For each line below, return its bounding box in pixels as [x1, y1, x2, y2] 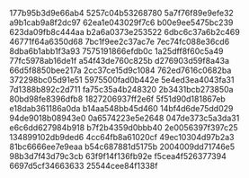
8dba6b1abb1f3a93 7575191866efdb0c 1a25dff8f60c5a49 [9, 46, 224, 57]
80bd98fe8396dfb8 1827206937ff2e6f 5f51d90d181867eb [9, 93, 227, 104]
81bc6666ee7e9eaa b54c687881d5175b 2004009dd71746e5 [9, 141, 236, 152]
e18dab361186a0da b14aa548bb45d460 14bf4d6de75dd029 [9, 103, 234, 113]
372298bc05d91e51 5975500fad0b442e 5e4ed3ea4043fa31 [9, 75, 235, 85]
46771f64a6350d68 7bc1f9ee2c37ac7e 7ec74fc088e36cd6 [9, 36, 230, 47]
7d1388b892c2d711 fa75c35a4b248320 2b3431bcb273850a [9, 85, 234, 94]
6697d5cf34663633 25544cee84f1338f [9, 161, 158, 171]
